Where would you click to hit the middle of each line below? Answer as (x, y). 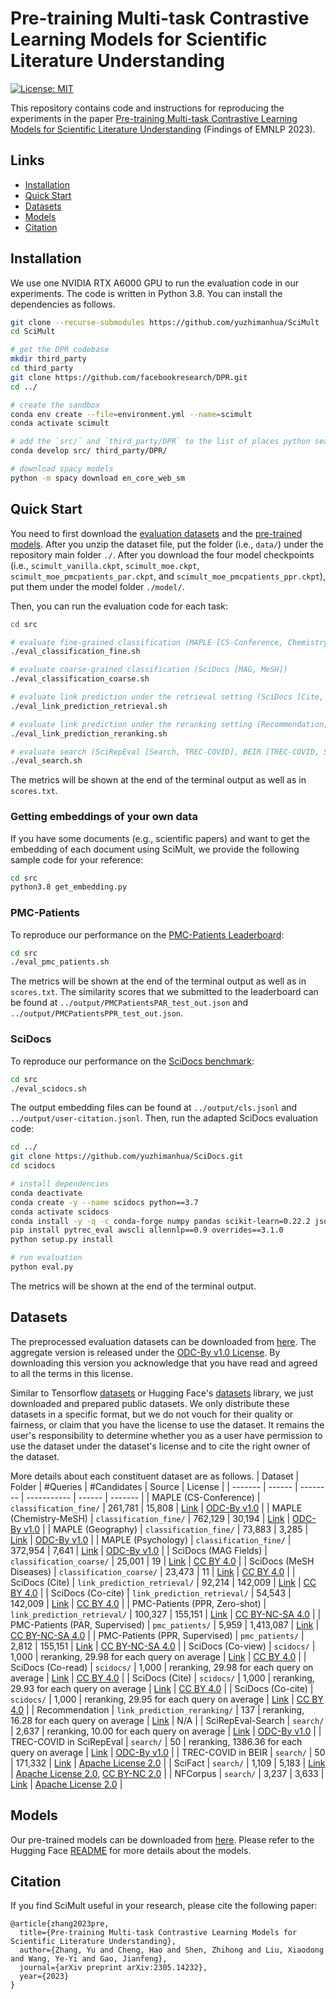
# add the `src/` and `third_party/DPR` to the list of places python (160, 442)
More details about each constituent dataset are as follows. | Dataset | (155, 1476)
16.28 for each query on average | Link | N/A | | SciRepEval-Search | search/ (167, 1720)
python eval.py (42, 1267)
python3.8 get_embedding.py (69, 887)
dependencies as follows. (63, 304)
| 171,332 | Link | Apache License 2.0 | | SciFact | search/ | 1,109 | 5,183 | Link (168, 1763)
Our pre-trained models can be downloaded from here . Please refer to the (162, 1839)
